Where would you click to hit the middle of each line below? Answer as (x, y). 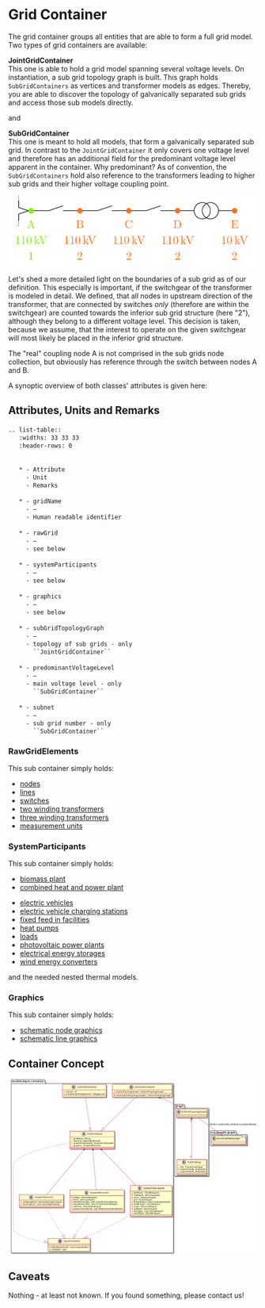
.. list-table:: (35, 430)
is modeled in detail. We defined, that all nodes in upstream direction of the (131, 296)
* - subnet (37, 708)
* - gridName (40, 501)
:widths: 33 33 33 (49, 438)
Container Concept (56, 1063)
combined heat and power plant (72, 888)
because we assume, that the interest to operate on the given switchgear (127, 329)
